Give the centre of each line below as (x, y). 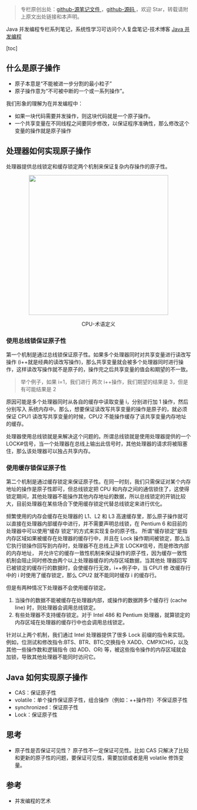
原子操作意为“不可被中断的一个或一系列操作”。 (71, 91)
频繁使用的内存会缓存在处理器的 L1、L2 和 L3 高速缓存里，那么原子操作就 (94, 516)
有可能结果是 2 (38, 389)
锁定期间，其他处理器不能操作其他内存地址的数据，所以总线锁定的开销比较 (96, 497)
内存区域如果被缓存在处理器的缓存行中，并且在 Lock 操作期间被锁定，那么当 (98, 538)
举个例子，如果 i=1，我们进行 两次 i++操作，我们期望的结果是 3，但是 (104, 382)
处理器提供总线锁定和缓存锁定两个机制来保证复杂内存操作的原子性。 (88, 166)
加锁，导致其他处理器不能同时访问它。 (52, 657)
